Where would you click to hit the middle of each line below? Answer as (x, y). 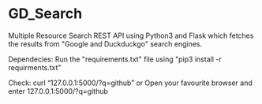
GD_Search (45, 14)
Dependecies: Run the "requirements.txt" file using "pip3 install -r (115, 59)
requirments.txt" (35, 67)
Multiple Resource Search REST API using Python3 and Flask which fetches (131, 35)
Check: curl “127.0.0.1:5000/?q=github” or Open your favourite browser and (130, 83)
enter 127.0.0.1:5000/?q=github (58, 91)
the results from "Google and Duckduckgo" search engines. (105, 43)
